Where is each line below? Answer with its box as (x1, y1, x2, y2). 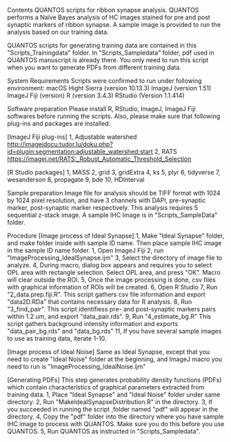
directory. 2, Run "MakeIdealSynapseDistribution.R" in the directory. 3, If (7, 398, 213, 406)
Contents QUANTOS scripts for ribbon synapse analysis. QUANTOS (7, 6, 199, 14)
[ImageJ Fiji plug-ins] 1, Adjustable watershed (7, 133, 137, 141)
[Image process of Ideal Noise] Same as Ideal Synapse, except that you (7, 348, 210, 356)
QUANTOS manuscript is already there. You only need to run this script (7, 56, 209, 64)
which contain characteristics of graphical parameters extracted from (7, 383, 205, 391)
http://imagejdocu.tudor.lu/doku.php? (7, 140, 114, 148)
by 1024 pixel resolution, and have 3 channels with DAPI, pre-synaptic (7, 196, 206, 204)
